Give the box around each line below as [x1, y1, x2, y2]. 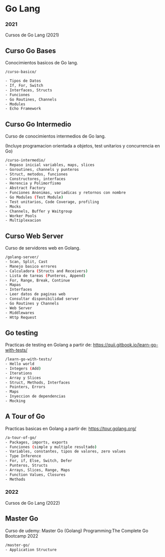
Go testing [5, 328, 38, 337]
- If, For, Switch [5, 83, 43, 88]
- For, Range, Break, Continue [5, 278, 70, 283]
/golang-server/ [5, 255, 39, 260]
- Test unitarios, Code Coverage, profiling [5, 199, 99, 204]
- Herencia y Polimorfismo [5, 181, 61, 186]
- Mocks [5, 204, 21, 209]
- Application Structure [5, 547, 57, 552]
